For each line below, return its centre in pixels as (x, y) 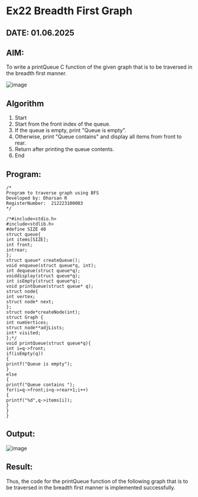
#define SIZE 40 (26, 229)
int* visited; (24, 333)
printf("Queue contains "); (41, 385)
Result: (20, 467)
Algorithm (25, 103)
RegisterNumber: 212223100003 (45, 203)
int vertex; (21, 297)
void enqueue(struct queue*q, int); (51, 266)
